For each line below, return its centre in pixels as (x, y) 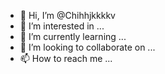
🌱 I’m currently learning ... (73, 36)
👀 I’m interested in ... (62, 26)
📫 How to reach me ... (66, 58)
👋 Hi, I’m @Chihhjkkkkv (67, 15)
